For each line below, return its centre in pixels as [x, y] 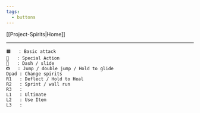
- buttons [24, 17]
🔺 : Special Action [33, 58]
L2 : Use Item [26, 100]
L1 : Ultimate [26, 95]
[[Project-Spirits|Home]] [36, 34]
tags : [13, 12]
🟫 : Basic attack [31, 51]
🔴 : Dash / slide [30, 63]
